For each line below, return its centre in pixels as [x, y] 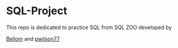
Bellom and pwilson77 [33, 39]
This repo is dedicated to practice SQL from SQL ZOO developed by [89, 27]
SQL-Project [37, 11]
